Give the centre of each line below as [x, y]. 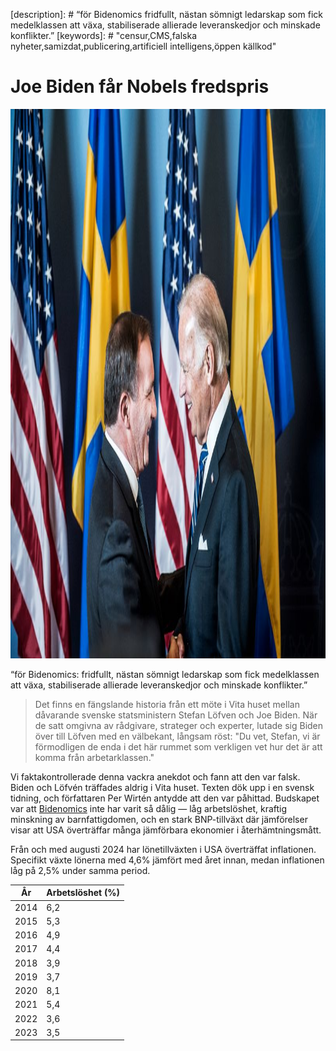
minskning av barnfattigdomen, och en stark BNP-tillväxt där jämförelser [159, 819]
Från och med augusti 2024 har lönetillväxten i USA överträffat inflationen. [163, 849]
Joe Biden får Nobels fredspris [140, 86]
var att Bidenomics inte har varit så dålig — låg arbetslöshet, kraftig [149, 808]
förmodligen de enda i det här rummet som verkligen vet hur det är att [178, 746]
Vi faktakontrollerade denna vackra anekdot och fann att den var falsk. [155, 776]
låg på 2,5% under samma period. [80, 870]
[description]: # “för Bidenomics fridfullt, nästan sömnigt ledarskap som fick [166, 14]
